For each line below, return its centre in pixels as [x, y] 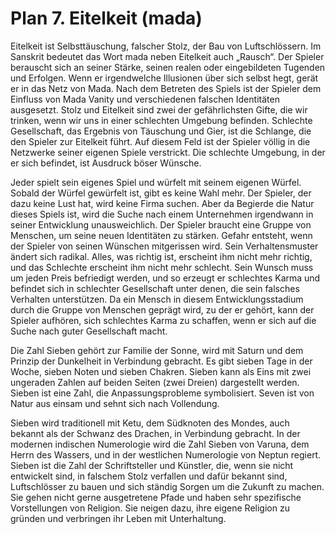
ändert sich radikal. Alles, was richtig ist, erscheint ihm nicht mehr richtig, [161, 256]
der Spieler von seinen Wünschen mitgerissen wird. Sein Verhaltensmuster [164, 246]
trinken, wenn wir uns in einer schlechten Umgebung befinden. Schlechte [161, 120]
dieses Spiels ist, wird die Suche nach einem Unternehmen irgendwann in [162, 214]
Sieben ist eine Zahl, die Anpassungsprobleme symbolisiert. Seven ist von [162, 393]
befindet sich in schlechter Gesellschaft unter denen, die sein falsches [155, 288]
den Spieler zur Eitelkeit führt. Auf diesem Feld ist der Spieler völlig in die [160, 141]
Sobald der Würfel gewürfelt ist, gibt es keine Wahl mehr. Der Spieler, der [161, 193]
